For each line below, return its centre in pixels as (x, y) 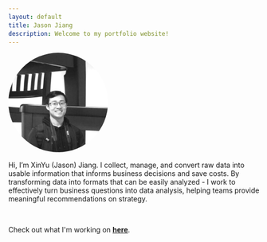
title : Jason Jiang (41, 25)
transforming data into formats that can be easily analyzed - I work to (122, 182)
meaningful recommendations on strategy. (78, 199)
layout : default (35, 17)
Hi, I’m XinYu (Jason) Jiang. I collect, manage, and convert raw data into (126, 165)
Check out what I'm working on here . (69, 230)
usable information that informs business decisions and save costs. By (124, 174)
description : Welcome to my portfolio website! (89, 33)
